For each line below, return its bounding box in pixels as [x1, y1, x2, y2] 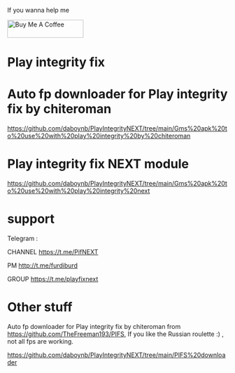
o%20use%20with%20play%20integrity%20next [7, 186, 150, 195]
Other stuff [7, 300, 73, 315]
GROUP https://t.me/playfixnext [7, 275, 99, 283]
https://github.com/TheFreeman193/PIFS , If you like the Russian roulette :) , [7, 330, 224, 338]
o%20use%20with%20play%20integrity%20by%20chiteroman [7, 132, 191, 140]
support [7, 211, 55, 227]
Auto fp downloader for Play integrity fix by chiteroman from [7, 322, 181, 330]
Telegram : [7, 234, 38, 242]
